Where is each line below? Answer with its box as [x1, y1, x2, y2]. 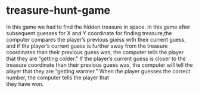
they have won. [6, 80, 44, 87]
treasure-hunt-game [6, 4, 111, 17]
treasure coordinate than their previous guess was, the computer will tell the [6, 61, 193, 69]
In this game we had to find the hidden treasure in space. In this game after [6, 23, 191, 30]
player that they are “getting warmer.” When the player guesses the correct [6, 67, 191, 75]
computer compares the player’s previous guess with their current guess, [6, 36, 186, 43]
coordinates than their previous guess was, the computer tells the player [6, 48, 184, 55]
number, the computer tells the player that [6, 74, 109, 81]
